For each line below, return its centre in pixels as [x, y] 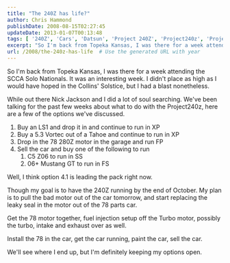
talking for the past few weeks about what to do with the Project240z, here [113, 106]
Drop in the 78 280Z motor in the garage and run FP [90, 141]
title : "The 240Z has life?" [49, 13]
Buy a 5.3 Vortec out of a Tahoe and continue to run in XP [98, 134]
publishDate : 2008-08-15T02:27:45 [56, 26]
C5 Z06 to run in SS [55, 156]
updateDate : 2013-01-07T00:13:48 [55, 33]
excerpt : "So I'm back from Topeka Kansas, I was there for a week [105, 45]
